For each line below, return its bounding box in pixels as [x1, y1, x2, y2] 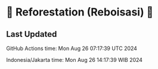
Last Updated [6, 29, 57, 39]
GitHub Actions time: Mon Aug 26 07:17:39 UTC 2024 [6, 45, 137, 52]
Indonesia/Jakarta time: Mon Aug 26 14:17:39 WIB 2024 [6, 57, 143, 63]
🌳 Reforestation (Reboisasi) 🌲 [6, 5, 154, 19]
